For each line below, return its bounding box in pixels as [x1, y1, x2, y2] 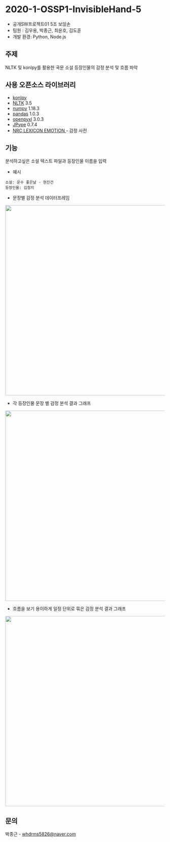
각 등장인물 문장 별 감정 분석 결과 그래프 [12, 400, 91, 406]
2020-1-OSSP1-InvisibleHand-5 [5, 4, 142, 15]
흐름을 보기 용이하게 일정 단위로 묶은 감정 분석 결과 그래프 [12, 606, 126, 612]
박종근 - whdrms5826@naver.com [5, 831, 76, 837]
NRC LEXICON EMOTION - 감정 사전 [12, 127, 87, 133]
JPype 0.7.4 [12, 121, 37, 127]
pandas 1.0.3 [12, 111, 39, 117]
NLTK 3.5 [12, 100, 32, 106]
